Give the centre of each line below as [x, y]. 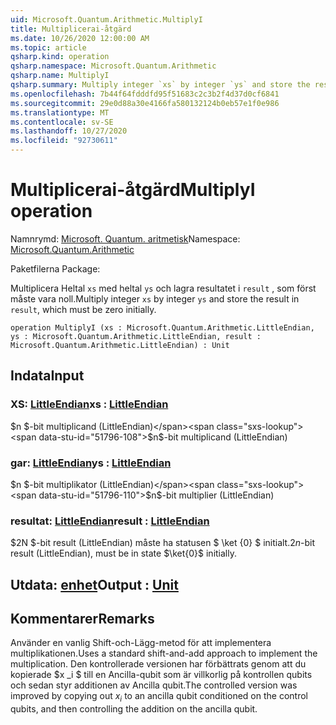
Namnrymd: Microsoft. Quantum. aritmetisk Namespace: [125, 238]
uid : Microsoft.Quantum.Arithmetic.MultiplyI [106, 19]
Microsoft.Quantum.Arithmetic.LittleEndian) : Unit [120, 345]
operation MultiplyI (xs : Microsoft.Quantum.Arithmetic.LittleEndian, [162, 327]
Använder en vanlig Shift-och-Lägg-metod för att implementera [141, 643]
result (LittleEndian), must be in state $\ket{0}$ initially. [123, 553]
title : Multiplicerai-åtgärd [71, 29]
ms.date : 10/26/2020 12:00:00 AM [80, 38]
